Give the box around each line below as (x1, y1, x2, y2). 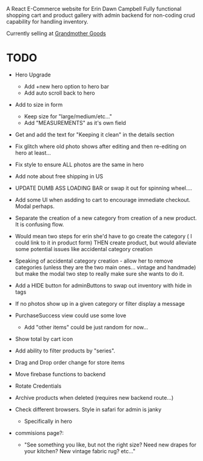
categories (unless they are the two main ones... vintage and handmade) (15, 263, 196, 271)
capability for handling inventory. (6, 18, 89, 25)
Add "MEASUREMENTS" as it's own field (24, 119, 126, 126)
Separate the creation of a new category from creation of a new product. (15, 214, 197, 221)
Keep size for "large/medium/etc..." (24, 112, 112, 120)
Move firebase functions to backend (15, 370, 106, 378)
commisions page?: (15, 429, 64, 436)
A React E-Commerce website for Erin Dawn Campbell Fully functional (6, 5, 182, 12)
